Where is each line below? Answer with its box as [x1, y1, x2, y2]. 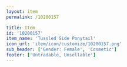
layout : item [6, 8, 38, 15]
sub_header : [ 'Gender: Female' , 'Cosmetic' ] [6, 46, 117, 53]
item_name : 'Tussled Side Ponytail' [6, 36, 96, 42]
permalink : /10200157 [6, 14, 59, 20]
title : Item [6, 25, 35, 31]
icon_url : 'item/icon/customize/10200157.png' [6, 41, 122, 47]
